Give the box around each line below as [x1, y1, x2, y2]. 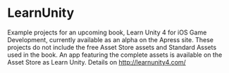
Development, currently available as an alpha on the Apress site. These [7, 35, 213, 44]
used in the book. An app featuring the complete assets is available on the [7, 51, 223, 59]
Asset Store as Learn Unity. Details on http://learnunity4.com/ [7, 58, 187, 66]
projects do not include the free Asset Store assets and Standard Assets [7, 43, 217, 51]
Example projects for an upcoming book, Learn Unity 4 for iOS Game [7, 28, 207, 36]
